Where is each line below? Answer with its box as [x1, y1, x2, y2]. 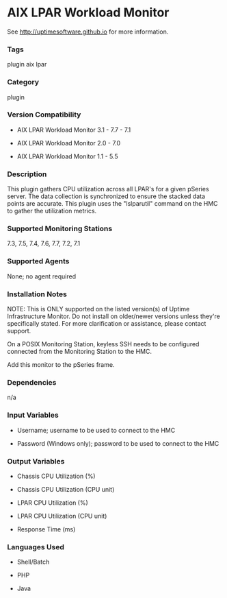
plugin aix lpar [7, 60, 47, 69]
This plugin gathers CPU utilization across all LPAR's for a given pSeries [7, 185, 210, 193]
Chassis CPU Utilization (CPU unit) [16, 485, 115, 493]
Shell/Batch [16, 558, 50, 566]
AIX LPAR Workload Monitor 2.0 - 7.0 [16, 139, 121, 147]
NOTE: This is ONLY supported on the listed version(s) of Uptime [7, 305, 190, 313]
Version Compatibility [7, 110, 81, 119]
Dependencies [7, 377, 57, 387]
